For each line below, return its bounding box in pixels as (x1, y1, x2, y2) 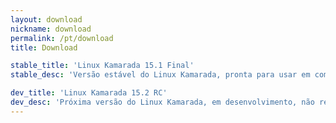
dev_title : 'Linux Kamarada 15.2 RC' (10, 88, 168, 98)
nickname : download (10, 24, 92, 34)
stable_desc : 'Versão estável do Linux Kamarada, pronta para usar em (10, 70, 311, 80)
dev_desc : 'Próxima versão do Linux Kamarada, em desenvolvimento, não (10, 97, 315, 107)
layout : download (10, 14, 83, 25)
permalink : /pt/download (10, 33, 114, 43)
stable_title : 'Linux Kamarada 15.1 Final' (10, 61, 195, 71)
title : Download (10, 42, 78, 53)
